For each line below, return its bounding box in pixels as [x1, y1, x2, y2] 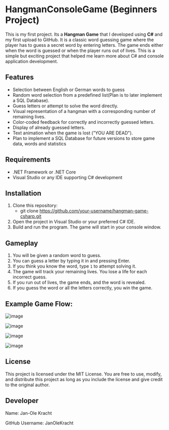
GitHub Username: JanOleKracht [5, 420, 74, 426]
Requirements [5, 155, 51, 164]
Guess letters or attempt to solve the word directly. [12, 103, 119, 109]
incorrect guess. [12, 274, 47, 280]
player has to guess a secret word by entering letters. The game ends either [5, 42, 163, 48]
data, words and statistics [12, 140, 67, 147]
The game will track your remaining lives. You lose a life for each [12, 269, 148, 275]
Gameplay [5, 239, 38, 247]
